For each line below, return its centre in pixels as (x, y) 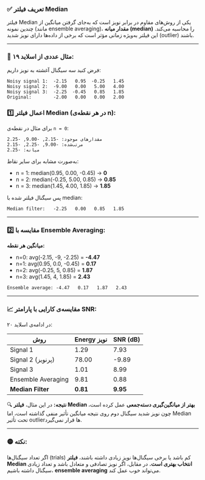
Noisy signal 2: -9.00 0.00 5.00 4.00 (65, 86)
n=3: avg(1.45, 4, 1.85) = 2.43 (53, 277)
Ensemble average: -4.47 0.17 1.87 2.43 (67, 288)
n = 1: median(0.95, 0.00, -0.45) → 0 (61, 173)
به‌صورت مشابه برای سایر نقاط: (43, 161)
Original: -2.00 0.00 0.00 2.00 (65, 97)
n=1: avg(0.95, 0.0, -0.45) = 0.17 (56, 264)
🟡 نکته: (17, 442)
